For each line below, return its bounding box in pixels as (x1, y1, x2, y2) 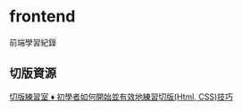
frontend (9, 6, 76, 27)
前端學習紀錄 (9, 37, 56, 47)
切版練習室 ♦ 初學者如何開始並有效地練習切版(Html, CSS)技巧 (9, 91, 234, 102)
